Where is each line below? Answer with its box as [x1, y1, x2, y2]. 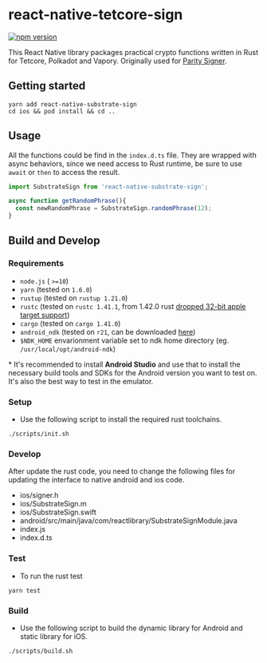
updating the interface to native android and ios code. [8, 475, 185, 485]
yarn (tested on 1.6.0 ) [19, 284, 93, 294]
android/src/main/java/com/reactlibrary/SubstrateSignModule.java [19, 516, 238, 526]
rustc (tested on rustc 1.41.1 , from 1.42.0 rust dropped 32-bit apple [19, 301, 246, 311]
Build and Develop [8, 234, 100, 248]
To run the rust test [19, 571, 83, 581]
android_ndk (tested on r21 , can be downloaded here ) [19, 327, 196, 336]
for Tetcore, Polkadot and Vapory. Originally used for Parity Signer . [8, 56, 227, 66]
